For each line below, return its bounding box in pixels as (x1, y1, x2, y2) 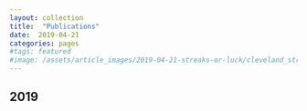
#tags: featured (9, 47, 71, 56)
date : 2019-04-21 (9, 30, 79, 39)
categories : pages (9, 38, 79, 48)
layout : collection (9, 13, 84, 23)
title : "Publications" (9, 22, 101, 31)
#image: (9, 55, 39, 65)
